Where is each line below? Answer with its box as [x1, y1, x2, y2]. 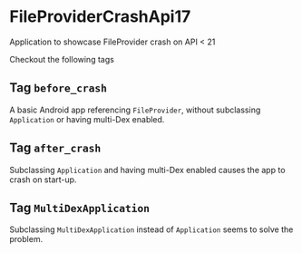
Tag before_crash [9, 80, 107, 96]
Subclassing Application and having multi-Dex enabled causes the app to [9, 164, 286, 175]
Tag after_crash [9, 141, 102, 156]
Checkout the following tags [9, 54, 115, 64]
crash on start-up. [9, 174, 77, 185]
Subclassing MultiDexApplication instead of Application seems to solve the [9, 224, 294, 235]
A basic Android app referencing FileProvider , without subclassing [9, 104, 261, 115]
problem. [9, 234, 44, 245]
